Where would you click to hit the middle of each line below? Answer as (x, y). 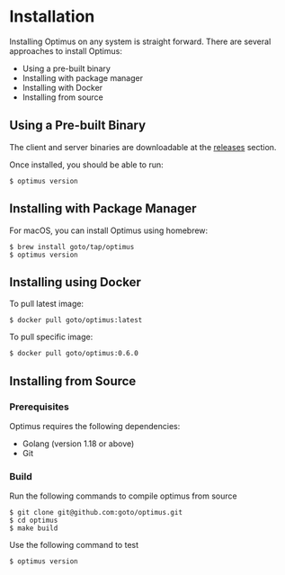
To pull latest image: (46, 304)
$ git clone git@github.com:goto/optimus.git (96, 513)
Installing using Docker (76, 282)
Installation (52, 17)
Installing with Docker (62, 87)
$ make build (34, 528)
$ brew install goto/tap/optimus (72, 247)
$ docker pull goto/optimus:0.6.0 (74, 354)
